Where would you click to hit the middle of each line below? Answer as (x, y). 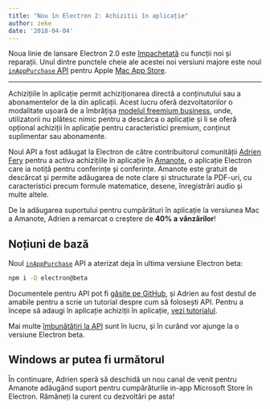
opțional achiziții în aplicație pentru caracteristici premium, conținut (119, 128)
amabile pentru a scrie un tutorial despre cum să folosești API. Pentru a (126, 302)
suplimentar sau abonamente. (57, 137)
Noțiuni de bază (49, 244)
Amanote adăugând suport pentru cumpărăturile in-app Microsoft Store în (131, 387)
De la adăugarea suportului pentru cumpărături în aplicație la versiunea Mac (134, 211)
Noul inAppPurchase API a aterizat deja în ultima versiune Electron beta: (126, 264)
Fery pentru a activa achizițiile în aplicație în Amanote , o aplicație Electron (130, 161)
